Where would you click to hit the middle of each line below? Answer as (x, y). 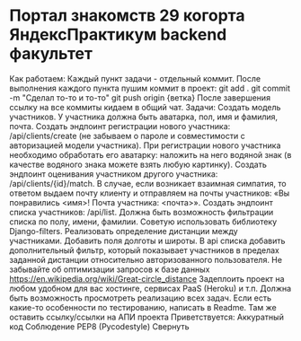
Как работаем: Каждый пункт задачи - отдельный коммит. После (135, 78)
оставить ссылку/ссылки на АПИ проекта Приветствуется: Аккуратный (147, 317)
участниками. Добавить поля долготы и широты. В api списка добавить (147, 240)
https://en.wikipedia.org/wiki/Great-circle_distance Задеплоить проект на (147, 278)
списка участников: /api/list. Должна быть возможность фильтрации (142, 212)
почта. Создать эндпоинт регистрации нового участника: (120, 126)
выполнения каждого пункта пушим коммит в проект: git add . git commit (150, 88)
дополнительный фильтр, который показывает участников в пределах (145, 250)
